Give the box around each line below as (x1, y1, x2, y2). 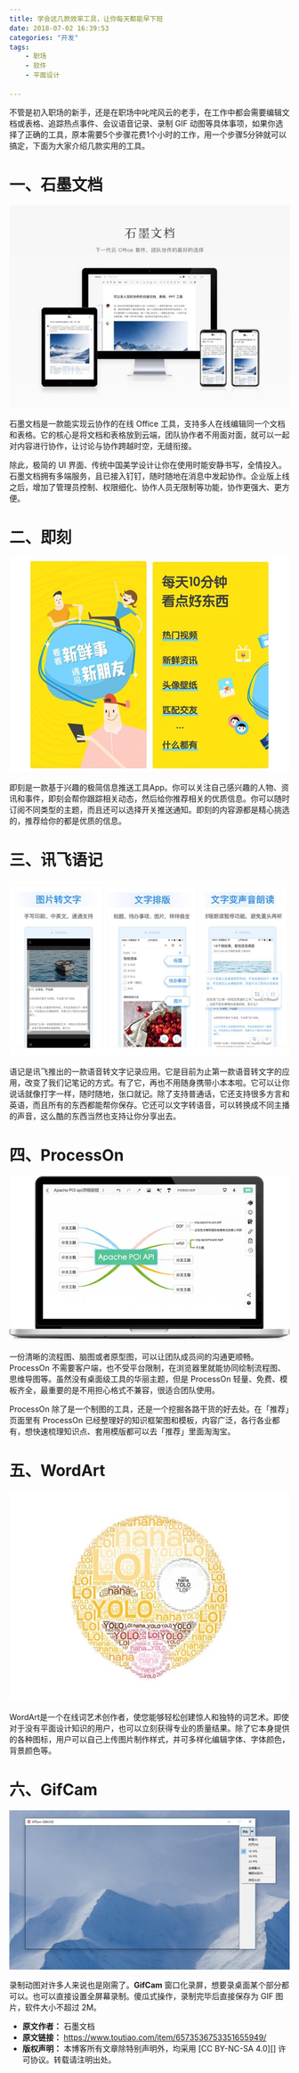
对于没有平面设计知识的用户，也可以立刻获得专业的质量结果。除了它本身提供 (9, 1723, 290, 1733)
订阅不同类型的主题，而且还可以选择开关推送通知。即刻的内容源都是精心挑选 (9, 804, 290, 815)
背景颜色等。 (9, 1745, 56, 1756)
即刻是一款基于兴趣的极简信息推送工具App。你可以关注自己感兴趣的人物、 (9, 782, 282, 792)
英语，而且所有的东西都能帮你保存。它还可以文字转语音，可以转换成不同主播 (9, 1099, 290, 1110)
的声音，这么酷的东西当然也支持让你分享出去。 (9, 1110, 181, 1121)
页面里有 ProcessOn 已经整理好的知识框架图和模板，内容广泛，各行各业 (9, 1415, 273, 1426)
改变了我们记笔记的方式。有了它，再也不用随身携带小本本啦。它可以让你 (24, 1077, 290, 1087)
